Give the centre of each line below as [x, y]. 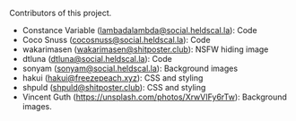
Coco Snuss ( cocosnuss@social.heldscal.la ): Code [116, 40]
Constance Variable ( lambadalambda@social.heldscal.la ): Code [139, 30]
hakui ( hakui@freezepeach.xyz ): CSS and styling [113, 78]
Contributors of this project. [61, 13]
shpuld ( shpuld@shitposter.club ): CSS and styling [114, 87]
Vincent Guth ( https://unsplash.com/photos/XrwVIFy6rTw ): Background [154, 97]
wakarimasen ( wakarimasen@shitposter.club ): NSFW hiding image [145, 49]
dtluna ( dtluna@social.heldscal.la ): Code [97, 59]
